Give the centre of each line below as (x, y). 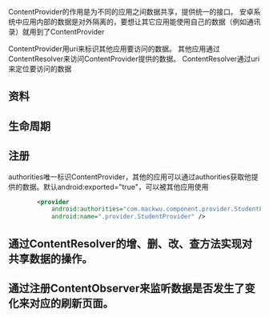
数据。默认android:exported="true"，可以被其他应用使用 (115, 187)
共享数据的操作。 (50, 259)
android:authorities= (87, 209)
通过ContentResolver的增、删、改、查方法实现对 (130, 244)
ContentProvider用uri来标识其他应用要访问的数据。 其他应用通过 (114, 49)
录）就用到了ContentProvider (56, 32)
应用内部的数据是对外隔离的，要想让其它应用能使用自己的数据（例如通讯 (141, 22)
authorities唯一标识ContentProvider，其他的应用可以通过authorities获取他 (130, 177)
